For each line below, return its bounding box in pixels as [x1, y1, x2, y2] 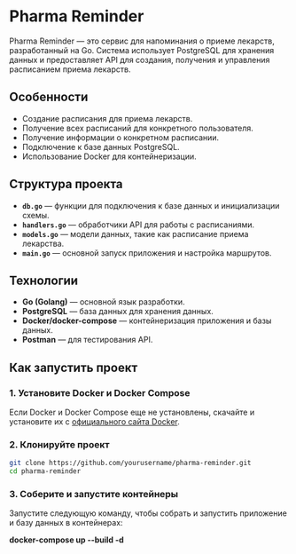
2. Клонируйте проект [9, 438, 110, 450]
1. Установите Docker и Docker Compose [9, 386, 191, 399]
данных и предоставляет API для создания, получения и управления [9, 54, 270, 65]
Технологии [9, 273, 78, 288]
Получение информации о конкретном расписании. [21, 131, 220, 143]
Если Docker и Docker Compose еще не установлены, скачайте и [9, 407, 255, 418]
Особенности [9, 90, 89, 105]
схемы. [21, 210, 51, 220]
